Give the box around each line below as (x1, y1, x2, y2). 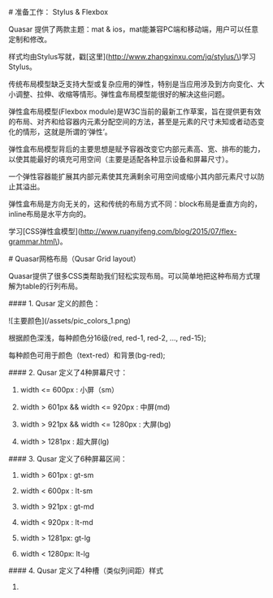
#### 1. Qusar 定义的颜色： (8, 299, 101, 308)
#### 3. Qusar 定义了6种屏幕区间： (8, 454, 128, 463)
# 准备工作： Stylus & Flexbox (8, 7, 108, 16)
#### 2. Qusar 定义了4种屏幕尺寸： (8, 368, 128, 377)
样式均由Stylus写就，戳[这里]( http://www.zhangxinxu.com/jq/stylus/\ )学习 (8, 52, 256, 61)
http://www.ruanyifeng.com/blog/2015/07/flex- (80, 227, 237, 236)
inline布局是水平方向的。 (8, 210, 91, 219)
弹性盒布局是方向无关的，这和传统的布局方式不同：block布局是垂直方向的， (8, 199, 262, 209)
